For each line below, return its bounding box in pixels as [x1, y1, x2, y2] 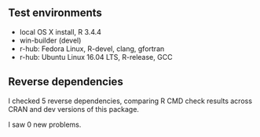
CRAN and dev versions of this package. [8, 104, 140, 113]
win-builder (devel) [19, 35, 82, 45]
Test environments [8, 6, 102, 20]
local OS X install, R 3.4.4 [19, 27, 102, 36]
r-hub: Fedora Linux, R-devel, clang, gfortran [19, 43, 165, 54]
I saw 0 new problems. [8, 120, 82, 129]
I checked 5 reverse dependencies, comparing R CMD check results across [8, 96, 253, 106]
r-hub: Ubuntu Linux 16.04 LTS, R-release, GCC [19, 52, 173, 61]
